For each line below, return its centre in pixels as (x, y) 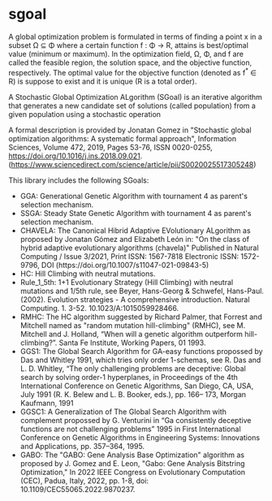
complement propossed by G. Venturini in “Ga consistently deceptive (136, 420)
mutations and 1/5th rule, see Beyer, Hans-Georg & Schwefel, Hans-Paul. (142, 291)
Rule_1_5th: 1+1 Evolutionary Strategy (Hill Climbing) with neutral (127, 282)
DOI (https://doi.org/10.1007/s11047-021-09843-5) (125, 265)
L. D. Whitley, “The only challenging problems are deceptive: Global (133, 368)
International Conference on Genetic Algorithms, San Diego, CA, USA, (137, 386)
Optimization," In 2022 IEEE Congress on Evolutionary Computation (133, 472)
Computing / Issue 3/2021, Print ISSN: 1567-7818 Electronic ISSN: (130, 256)
